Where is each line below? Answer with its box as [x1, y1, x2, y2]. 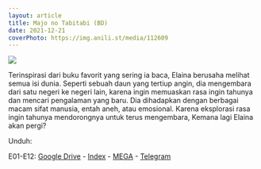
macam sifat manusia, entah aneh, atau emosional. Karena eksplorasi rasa [8, 104, 251, 113]
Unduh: [8, 136, 33, 146]
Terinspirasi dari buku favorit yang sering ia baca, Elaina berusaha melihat [8, 71, 250, 80]
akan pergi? [8, 121, 47, 131]
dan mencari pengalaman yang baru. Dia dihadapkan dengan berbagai [8, 96, 240, 106]
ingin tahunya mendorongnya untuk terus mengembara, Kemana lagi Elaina [8, 113, 254, 122]
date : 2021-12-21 [8, 26, 66, 34]
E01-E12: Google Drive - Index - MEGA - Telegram [8, 152, 171, 161]
